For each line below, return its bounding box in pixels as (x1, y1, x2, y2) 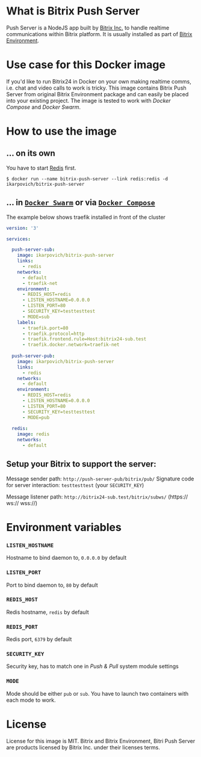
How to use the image (6, 124, 117, 138)
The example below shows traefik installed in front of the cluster (6, 213, 165, 221)
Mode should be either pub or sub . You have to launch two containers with (6, 690, 188, 697)
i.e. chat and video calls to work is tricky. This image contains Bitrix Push (6, 84, 187, 91)
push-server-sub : (11, 247, 55, 253)
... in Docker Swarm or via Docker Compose (6, 197, 155, 208)
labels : (17, 319, 36, 325)
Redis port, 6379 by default (6, 636, 72, 643)
